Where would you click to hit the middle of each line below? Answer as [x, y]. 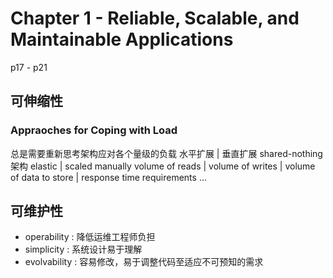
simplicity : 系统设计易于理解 [83, 249]
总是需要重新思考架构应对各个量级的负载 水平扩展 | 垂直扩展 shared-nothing [166, 153]
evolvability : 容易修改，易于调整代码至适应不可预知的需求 [144, 262]
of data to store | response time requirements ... [108, 177]
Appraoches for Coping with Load [94, 130]
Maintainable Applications [122, 39]
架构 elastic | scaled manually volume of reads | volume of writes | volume [163, 166]
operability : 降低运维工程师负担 [90, 237]
